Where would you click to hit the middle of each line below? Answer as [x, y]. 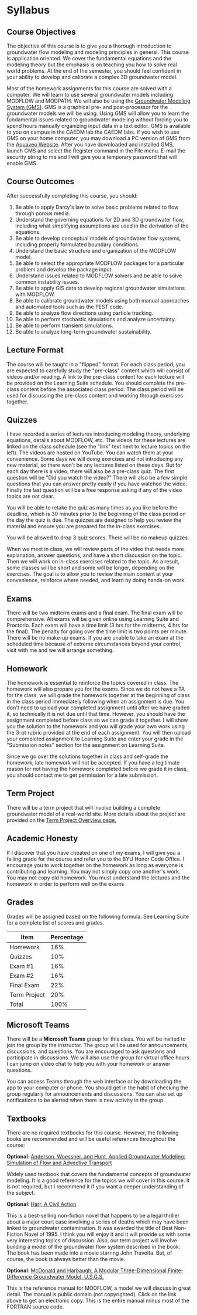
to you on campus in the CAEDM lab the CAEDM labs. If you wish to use [93, 132]
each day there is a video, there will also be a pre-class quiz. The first [90, 471]
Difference [19, 1277]
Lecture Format [35, 350]
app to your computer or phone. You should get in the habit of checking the [98, 1088]
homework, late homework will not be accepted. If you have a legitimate [93, 763]
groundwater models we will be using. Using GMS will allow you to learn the [98, 113]
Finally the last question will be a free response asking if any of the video [94, 490]
